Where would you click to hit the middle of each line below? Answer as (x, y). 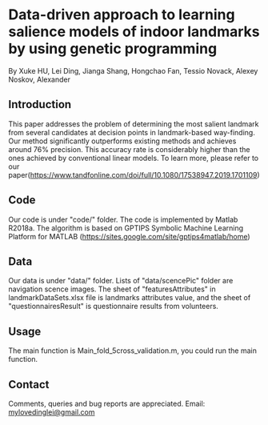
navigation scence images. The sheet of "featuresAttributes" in (112, 289)
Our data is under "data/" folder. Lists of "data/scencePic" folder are (121, 281)
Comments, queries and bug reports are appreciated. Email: (107, 403)
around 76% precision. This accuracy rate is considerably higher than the (129, 149)
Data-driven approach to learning (122, 15)
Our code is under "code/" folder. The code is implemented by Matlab (123, 219)
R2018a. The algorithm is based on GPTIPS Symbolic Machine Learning (126, 228)
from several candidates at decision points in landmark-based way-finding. (132, 132)
